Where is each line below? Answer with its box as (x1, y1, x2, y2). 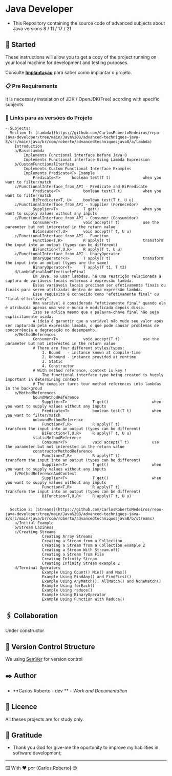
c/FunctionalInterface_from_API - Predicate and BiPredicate (14, 184, 147, 190)
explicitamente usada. (5, 314, 54, 319)
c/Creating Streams (14, 529, 56, 535)
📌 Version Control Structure (5, 642, 96, 651)
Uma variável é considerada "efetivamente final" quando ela (32, 301, 166, 306)
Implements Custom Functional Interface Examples (24, 166, 132, 172)
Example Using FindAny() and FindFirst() (41, 575, 132, 580)
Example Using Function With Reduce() (41, 597, 125, 602)
